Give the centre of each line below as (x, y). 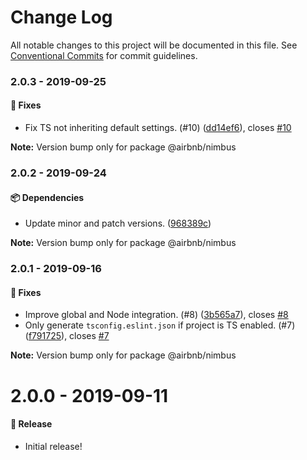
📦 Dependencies (47, 197)
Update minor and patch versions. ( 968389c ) (118, 223)
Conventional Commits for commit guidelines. (104, 55)
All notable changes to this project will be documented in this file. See (154, 45)
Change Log (61, 17)
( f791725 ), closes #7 (67, 336)
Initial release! (53, 446)
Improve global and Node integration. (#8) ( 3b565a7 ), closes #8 (156, 315)
